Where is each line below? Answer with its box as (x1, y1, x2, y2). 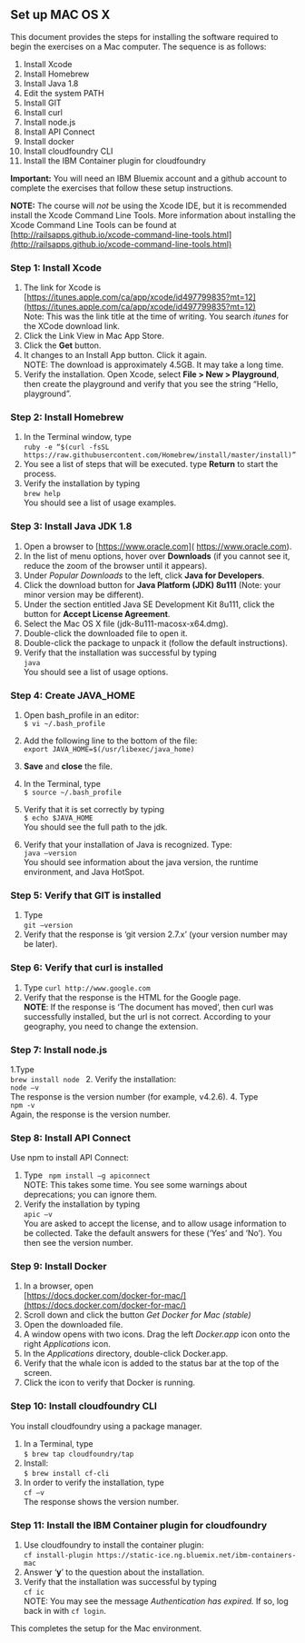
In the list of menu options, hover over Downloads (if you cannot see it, (23, 550, 290, 562)
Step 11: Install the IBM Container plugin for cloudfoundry (10, 1519, 268, 1531)
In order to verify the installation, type (23, 1477, 164, 1488)
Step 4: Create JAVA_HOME (10, 689, 135, 702)
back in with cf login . (23, 1606, 107, 1617)
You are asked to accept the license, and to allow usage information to (23, 1218, 287, 1230)
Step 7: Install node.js (10, 1043, 108, 1056)
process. (23, 468, 57, 480)
